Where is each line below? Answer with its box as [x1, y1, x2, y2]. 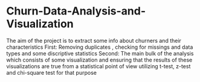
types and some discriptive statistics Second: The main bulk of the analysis [6, 49, 194, 57]
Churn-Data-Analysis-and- [6, 4, 146, 18]
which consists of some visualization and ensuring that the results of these [6, 56, 193, 63]
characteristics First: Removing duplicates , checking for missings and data [6, 43, 193, 51]
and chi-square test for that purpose [6, 69, 97, 76]
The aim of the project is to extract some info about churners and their [6, 37, 181, 44]
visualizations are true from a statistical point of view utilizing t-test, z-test [6, 62, 191, 70]
